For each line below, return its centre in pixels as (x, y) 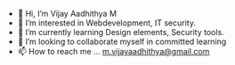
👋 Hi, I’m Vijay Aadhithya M (67, 14)
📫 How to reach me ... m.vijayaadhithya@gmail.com (113, 51)
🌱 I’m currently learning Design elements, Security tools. (121, 32)
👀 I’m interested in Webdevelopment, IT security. (106, 23)
